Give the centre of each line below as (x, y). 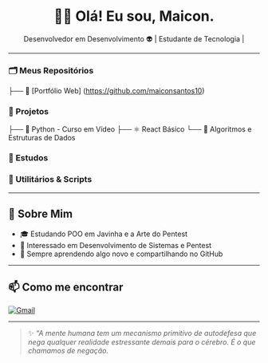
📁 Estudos (28, 158)
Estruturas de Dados (42, 137)
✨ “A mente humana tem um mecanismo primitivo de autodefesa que (142, 333)
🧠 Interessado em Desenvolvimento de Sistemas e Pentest (116, 245)
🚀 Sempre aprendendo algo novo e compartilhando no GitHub (121, 254)
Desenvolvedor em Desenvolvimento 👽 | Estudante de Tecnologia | (134, 38)
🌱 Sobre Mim (41, 214)
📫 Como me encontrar (66, 287)
